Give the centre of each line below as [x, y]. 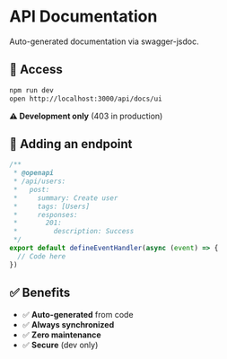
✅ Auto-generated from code [78, 314]
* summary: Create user [65, 198]
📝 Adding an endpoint [71, 144]
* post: [31, 189]
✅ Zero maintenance [61, 335]
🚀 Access [36, 70]
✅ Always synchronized [68, 324]
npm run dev [31, 90]
